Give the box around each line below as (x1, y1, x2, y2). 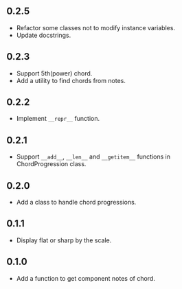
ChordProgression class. (16, 160, 87, 168)
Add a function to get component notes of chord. (16, 274, 155, 282)
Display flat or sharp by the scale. (16, 236, 112, 244)
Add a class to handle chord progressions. (16, 198, 137, 207)
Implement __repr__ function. (16, 115, 100, 123)
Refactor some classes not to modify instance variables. (16, 23, 176, 32)
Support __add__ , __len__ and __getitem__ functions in (16, 152, 171, 161)
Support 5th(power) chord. (16, 69, 93, 78)
